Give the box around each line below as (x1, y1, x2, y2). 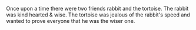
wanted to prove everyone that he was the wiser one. (6, 18, 135, 24)
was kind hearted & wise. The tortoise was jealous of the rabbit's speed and (6, 11, 190, 18)
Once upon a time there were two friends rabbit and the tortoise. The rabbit (6, 5, 189, 12)
